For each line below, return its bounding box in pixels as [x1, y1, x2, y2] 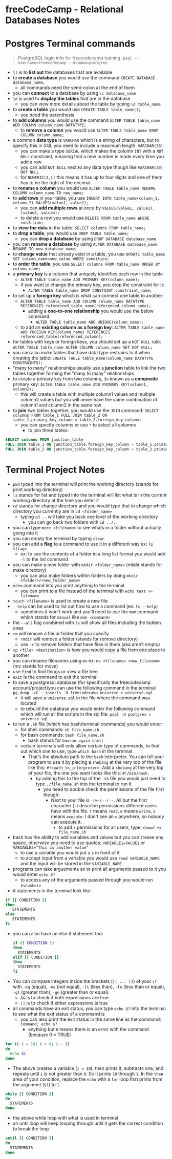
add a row [20, 159, 42, 165]
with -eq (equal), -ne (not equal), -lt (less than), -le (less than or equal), [12, 984, 165, 990]
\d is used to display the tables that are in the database [12, 96, 131, 102]
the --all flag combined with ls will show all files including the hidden [12, 619, 161, 626]
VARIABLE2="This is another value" [12, 845, 89, 850]
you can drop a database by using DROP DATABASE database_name [20, 235, 157, 242]
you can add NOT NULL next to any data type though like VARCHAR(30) [20, 164, 163, 170]
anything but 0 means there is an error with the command [28, 1026, 149, 1033]
